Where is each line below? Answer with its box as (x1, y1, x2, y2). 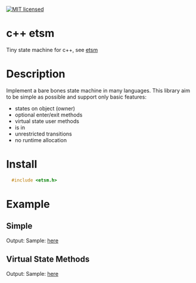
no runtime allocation (14, 136, 67, 143)
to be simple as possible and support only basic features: (6, 93, 147, 100)
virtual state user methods (14, 117, 79, 125)
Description (6, 67, 66, 81)
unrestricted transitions (14, 130, 73, 137)
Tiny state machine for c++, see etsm (6, 46, 98, 53)
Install (6, 158, 38, 171)
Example (6, 197, 50, 211)
